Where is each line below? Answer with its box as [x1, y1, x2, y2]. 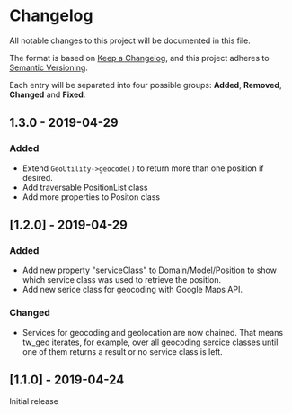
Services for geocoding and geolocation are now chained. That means [22, 327, 284, 337]
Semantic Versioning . [9, 62, 88, 73]
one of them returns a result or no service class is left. [22, 346, 223, 356]
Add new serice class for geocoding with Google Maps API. [22, 284, 243, 295]
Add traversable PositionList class [22, 182, 148, 193]
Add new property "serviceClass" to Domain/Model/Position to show [22, 265, 277, 275]
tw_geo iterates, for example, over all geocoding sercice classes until [22, 337, 279, 347]
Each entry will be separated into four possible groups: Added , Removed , [9, 79, 282, 90]
